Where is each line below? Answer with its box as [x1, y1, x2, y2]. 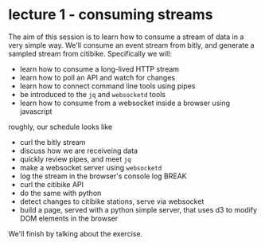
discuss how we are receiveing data [19, 146, 138, 155]
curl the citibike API [19, 179, 84, 189]
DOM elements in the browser [19, 213, 118, 223]
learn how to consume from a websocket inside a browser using [19, 98, 231, 107]
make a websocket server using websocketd [19, 162, 162, 172]
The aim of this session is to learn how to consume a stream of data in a [8, 32, 244, 41]
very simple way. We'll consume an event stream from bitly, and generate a [8, 40, 255, 49]
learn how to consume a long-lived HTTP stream [19, 64, 180, 73]
